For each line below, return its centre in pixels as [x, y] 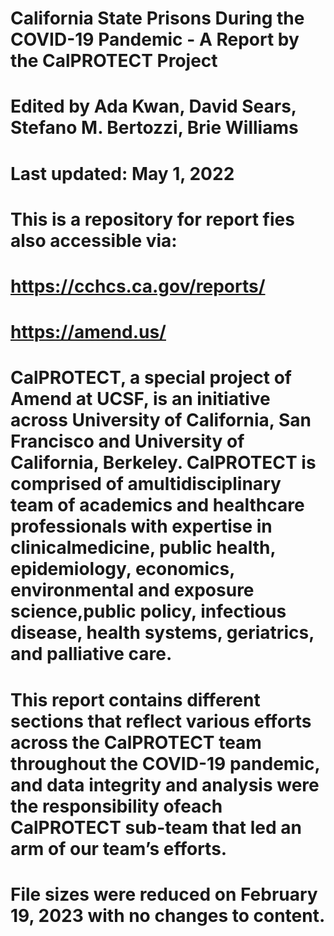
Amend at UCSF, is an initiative [140, 399]
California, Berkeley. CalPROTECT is [163, 463]
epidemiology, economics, [122, 569]
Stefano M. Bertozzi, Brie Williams [154, 128]
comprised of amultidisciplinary [146, 484]
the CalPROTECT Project [114, 61]
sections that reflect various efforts [161, 721]
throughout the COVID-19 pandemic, [165, 763]
